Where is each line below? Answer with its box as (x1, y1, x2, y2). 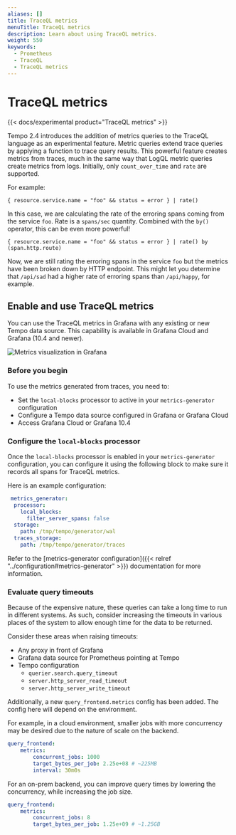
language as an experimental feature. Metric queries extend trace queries (7, 139, 223, 147)
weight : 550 (7, 37, 43, 44)
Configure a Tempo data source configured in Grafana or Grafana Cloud (17, 411, 229, 419)
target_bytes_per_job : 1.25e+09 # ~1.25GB (33, 821, 161, 828)
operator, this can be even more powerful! (7, 224, 131, 233)
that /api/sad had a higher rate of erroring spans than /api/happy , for (7, 272, 210, 280)
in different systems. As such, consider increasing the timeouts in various (7, 611, 222, 619)
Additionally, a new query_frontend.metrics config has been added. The (7, 698, 219, 706)
